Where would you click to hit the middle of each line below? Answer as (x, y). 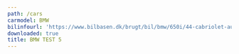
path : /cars (25, 14)
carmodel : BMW (28, 20)
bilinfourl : (25, 27)
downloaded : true (33, 33)
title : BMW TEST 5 (34, 40)
